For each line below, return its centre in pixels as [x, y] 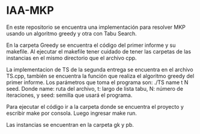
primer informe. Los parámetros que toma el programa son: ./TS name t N [97, 82]
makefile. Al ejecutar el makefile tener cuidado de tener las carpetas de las [98, 51]
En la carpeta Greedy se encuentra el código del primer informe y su [91, 45]
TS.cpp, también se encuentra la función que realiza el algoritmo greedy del [100, 76]
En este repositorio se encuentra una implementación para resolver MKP [96, 27]
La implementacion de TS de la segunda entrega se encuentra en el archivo [100, 69]
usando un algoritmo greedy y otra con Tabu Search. [71, 33]
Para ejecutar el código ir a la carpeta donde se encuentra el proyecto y [95, 106]
